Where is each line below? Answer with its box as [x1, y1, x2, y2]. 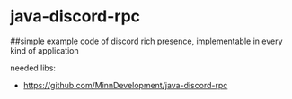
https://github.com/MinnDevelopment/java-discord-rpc [22, 79, 228, 90]
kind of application [10, 45, 79, 55]
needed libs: [10, 62, 57, 73]
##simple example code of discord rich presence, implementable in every [10, 36, 283, 46]
